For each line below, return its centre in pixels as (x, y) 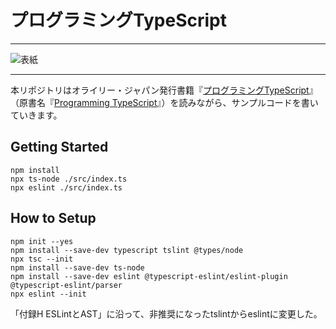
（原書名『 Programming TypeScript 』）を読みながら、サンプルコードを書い (164, 102)
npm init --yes (42, 241)
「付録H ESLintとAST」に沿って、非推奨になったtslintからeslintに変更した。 (166, 313)
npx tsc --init (42, 259)
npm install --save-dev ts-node (77, 267)
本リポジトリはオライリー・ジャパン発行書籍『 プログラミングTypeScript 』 (164, 90)
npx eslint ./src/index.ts (66, 187)
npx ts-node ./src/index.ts (69, 179)
